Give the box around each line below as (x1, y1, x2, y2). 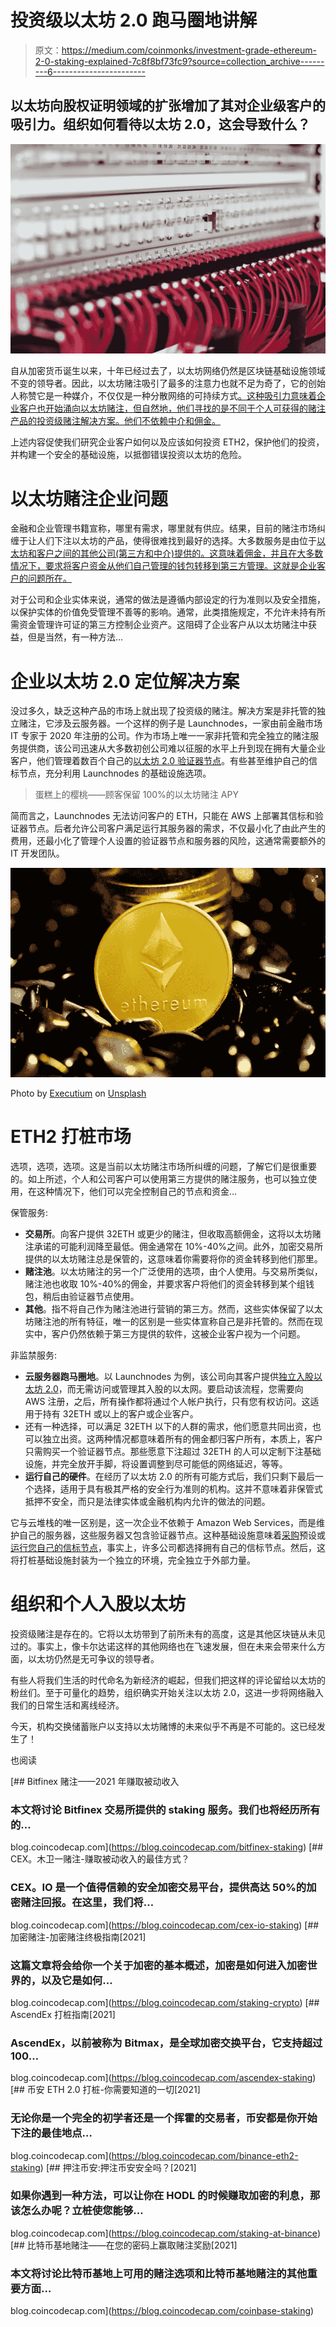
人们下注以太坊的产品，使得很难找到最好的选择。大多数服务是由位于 (36, 535, 317, 547)
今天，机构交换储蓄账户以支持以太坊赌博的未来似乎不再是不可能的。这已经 (10, 1721, 317, 1733)
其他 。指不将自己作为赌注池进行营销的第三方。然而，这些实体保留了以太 (24, 1303, 323, 1315)
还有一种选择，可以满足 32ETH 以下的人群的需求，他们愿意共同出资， (24, 1421, 313, 1433)
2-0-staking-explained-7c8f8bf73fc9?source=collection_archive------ (34, 55, 325, 67)
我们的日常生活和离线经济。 (10, 1699, 125, 1711)
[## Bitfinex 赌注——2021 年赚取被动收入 (10, 1776, 180, 1788)
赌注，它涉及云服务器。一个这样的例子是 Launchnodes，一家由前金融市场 (18, 717, 323, 730)
